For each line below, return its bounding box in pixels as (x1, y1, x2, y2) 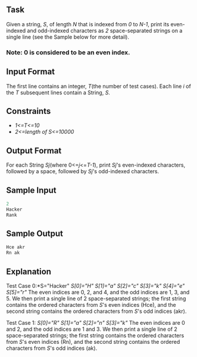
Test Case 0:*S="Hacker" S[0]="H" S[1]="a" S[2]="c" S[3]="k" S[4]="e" (6, 282, 185, 289)
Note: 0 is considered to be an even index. (6, 48, 130, 56)
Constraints (6, 106, 51, 116)
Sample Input (6, 185, 57, 195)
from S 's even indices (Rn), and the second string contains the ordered (6, 338, 180, 345)
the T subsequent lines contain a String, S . (6, 89, 110, 96)
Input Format (6, 67, 55, 77)
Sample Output (6, 229, 64, 238)
